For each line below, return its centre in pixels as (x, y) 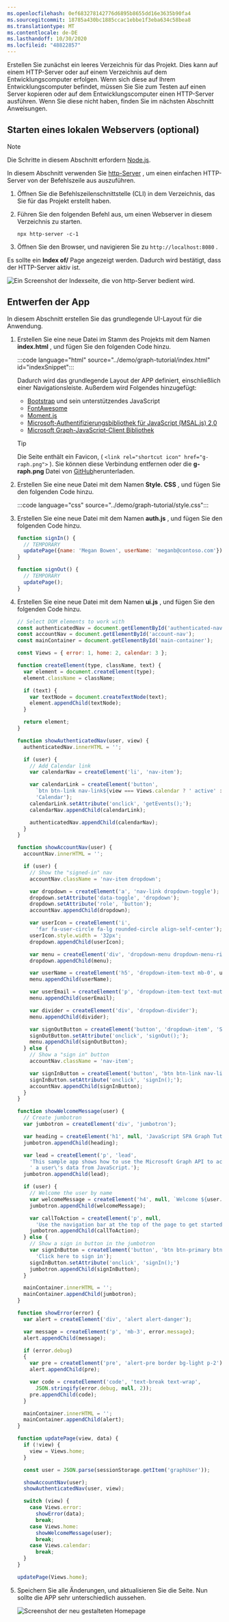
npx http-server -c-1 (48, 234)
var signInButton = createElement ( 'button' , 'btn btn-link (116, 1073)
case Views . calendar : (60, 1546)
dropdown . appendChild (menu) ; (71, 961)
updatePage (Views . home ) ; (52, 1577)
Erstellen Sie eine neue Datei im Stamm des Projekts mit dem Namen (113, 339)
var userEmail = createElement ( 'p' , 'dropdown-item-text (112, 992)
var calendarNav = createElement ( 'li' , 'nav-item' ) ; (106, 772)
